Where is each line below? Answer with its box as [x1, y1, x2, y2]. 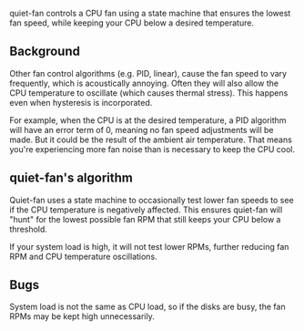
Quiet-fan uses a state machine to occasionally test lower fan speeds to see [9, 194, 294, 205]
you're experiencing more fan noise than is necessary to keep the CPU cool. [9, 143, 296, 154]
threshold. [9, 223, 48, 234]
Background [9, 44, 80, 59]
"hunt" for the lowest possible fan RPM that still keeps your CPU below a [9, 213, 281, 224]
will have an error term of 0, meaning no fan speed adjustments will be [9, 124, 274, 135]
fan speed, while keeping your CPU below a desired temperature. [9, 17, 255, 28]
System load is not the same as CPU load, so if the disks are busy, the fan [9, 301, 286, 313]
